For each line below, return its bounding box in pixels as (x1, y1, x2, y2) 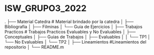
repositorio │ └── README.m (4, 44, 64, 50)
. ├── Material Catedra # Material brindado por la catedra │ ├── (4, 19, 134, 24)
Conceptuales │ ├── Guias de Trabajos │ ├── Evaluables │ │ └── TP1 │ (4, 34, 151, 40)
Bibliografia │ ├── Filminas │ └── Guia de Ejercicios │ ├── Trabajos (4, 23, 142, 29)
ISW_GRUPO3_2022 (4, 3, 87, 14)
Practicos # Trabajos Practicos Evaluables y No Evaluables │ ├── (4, 29, 136, 34)
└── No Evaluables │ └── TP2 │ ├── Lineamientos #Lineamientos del (4, 39, 146, 44)
